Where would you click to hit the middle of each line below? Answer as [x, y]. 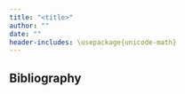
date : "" [25, 34]
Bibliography [45, 78]
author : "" [29, 26]
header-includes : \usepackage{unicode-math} [93, 42]
